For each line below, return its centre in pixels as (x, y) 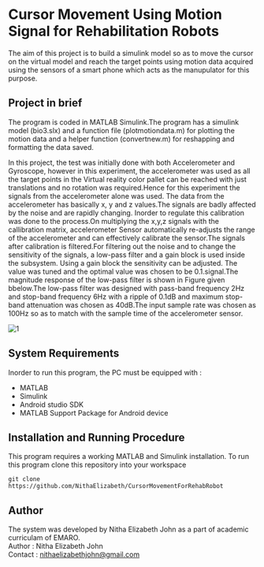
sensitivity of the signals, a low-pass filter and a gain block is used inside (127, 255)
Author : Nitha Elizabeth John (56, 546)
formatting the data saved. (51, 147)
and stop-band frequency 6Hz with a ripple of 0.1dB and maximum (116, 297)
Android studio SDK (52, 405)
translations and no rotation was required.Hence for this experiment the (124, 188)
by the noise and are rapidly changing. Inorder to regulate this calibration (126, 213)
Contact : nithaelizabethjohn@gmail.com (74, 554)
